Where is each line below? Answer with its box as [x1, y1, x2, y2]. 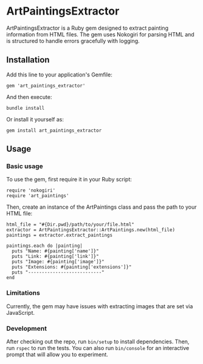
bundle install [6, 105, 45, 111]
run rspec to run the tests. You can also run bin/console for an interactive [6, 345, 190, 352]
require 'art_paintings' [6, 193, 69, 199]
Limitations [6, 289, 41, 297]
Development [6, 324, 47, 332]
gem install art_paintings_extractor [6, 127, 102, 133]
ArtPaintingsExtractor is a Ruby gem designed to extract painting [6, 24, 169, 32]
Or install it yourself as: [6, 115, 64, 123]
